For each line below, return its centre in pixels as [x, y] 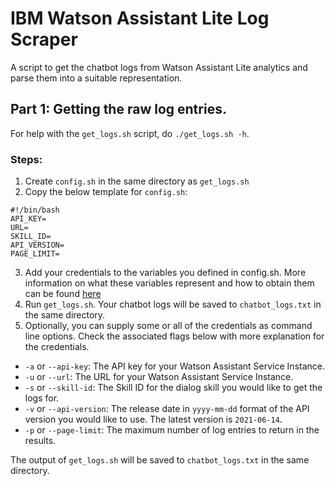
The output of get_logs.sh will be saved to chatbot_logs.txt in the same [160, 460]
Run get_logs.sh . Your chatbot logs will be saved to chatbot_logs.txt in [173, 304]
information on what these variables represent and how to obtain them [169, 283]
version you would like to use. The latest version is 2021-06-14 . [153, 419]
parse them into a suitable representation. [96, 78]
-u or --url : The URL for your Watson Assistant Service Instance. [159, 377]
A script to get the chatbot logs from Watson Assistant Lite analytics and [159, 67]
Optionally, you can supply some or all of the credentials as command [168, 326]
